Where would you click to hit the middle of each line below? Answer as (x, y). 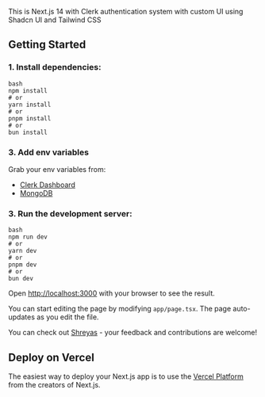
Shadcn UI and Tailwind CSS (55, 20)
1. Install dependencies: (55, 67)
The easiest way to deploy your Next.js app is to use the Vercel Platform (126, 376)
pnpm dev (23, 265)
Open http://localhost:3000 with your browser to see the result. (112, 293)
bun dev (21, 279)
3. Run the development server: (70, 213)
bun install (28, 132)
